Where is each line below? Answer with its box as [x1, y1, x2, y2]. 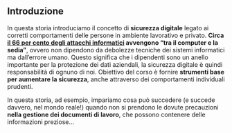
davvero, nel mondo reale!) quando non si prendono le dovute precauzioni [7, 103, 219, 111]
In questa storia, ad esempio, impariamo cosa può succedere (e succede [7, 96, 215, 104]
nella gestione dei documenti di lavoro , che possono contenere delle [7, 110, 206, 119]
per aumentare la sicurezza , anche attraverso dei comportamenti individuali [7, 75, 225, 83]
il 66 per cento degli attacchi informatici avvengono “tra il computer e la [7, 38, 218, 47]
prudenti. [7, 82, 33, 90]
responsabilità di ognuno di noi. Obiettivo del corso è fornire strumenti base [7, 68, 225, 76]
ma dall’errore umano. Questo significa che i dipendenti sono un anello [7, 53, 209, 61]
